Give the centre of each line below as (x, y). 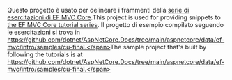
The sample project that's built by (158, 47)
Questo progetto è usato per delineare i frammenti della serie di (98, 10)
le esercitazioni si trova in (44, 32)
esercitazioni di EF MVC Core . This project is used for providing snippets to (114, 17)
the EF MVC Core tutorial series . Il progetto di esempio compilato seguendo (116, 25)
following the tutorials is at (45, 54)
